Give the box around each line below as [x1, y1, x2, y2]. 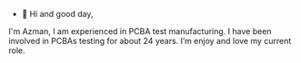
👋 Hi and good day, [21, 9, 94, 19]
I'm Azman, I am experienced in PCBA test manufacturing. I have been [8, 26, 272, 36]
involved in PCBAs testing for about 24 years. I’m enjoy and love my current [8, 36, 292, 46]
